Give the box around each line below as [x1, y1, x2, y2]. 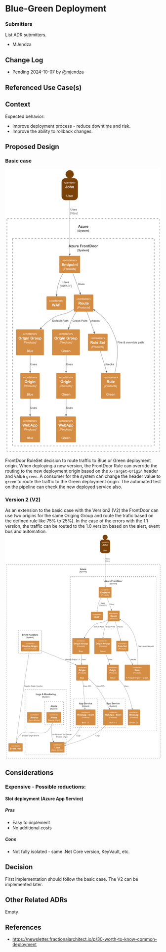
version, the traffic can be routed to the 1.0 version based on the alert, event [5, 523, 160, 529]
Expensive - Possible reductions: [5, 783, 86, 790]
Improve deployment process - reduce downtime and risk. [12, 123, 131, 129]
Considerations [5, 768, 54, 777]
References [5, 923, 41, 931]
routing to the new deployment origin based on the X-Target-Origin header [5, 468, 159, 474]
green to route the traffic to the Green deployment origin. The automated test [5, 478, 161, 484]
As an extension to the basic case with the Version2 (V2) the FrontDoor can [5, 507, 159, 513]
